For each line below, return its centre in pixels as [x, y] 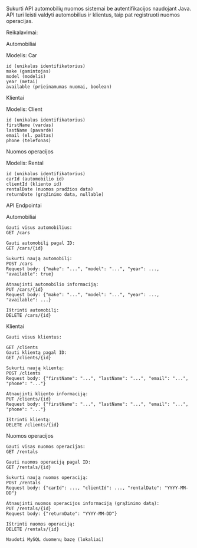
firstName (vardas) [30, 125]
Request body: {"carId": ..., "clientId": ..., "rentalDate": [84, 488]
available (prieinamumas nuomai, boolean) [59, 87]
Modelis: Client [24, 109]
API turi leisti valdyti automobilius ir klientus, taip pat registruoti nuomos [93, 15]
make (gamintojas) [29, 71]
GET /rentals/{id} [29, 467]
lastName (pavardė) [30, 130]
